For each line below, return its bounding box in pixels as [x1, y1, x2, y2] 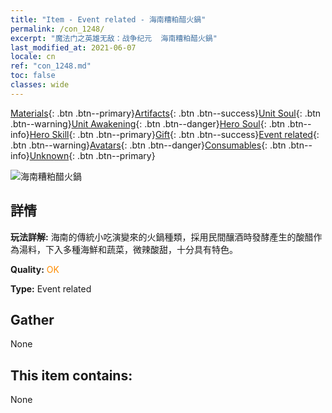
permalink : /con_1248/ [10, 24, 105, 34]
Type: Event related [10, 282, 92, 295]
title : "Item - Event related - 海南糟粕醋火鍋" [10, 14, 207, 25]
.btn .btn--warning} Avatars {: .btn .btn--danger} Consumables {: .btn [10, 139, 287, 151]
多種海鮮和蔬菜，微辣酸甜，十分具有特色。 [62, 243, 238, 255]
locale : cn [10, 52, 56, 62]
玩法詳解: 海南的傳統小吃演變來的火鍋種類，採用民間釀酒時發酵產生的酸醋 [10, 231, 314, 243]
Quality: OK [10, 263, 60, 275]
